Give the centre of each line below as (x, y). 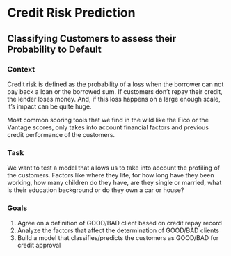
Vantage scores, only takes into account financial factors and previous (108, 127)
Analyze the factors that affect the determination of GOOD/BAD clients (118, 230)
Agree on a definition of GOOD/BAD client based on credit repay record (120, 223)
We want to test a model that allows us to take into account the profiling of (114, 168)
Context (21, 69)
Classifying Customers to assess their (91, 39)
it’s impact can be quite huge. (49, 106)
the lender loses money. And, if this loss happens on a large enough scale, (114, 99)
